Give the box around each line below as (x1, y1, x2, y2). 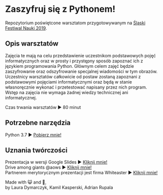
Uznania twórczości (5, 146, 68, 154)
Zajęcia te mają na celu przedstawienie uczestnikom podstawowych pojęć (5, 52, 156, 58)
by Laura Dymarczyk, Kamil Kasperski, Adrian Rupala (5, 185, 114, 191)
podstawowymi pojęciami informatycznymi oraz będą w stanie (5, 79, 132, 85)
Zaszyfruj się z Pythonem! (5, 3, 116, 15)
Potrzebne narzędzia (5, 119, 71, 127)
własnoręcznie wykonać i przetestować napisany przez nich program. (5, 84, 147, 90)
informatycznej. (5, 95, 37, 100)
